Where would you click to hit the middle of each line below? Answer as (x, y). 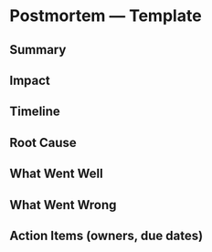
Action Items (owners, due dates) (106, 235)
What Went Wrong (63, 205)
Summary (38, 50)
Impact (30, 80)
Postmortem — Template (106, 16)
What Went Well (56, 174)
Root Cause (43, 142)
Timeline (35, 112)
